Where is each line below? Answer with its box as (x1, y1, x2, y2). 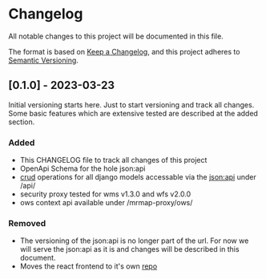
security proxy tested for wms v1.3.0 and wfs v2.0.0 (19, 189, 191, 199)
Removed (8, 217, 46, 228)
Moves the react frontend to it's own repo (19, 261, 158, 271)
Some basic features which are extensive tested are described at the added (8, 108, 259, 118)
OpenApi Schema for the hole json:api (19, 164, 146, 173)
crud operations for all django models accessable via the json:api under (19, 172, 256, 182)
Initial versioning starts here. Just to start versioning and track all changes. (8, 99, 255, 109)
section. (8, 117, 35, 127)
